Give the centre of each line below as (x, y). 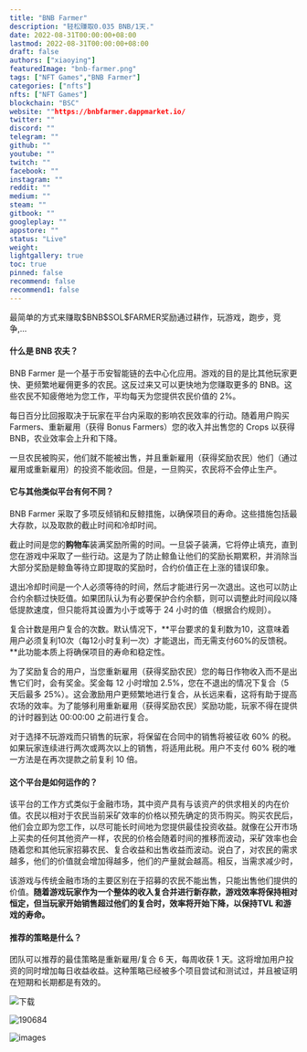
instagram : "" (37, 179)
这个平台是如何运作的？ (53, 781)
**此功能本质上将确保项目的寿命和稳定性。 (90, 652)
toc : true (28, 265)
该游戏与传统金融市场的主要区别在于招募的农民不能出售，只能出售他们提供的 (153, 881)
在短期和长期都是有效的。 (58, 983)
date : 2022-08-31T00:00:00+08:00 (73, 35)
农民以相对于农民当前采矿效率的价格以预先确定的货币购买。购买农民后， (161, 815)
